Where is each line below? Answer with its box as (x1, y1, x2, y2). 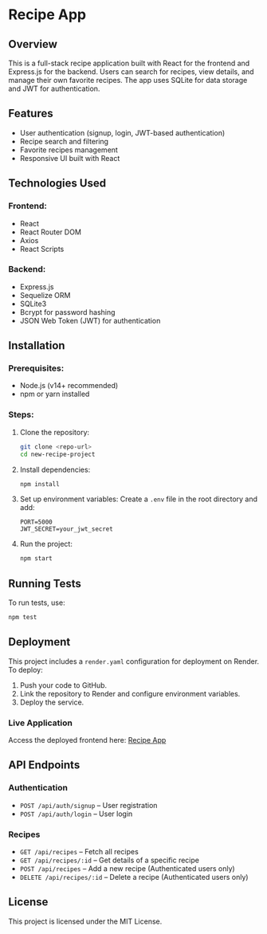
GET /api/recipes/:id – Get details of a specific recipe (19, 855, 199, 865)
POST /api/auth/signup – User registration (19, 800, 158, 810)
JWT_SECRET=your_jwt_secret (19, 525, 113, 533)
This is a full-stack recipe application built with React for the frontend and (8, 58, 250, 68)
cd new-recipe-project (19, 450, 96, 458)
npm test (8, 614, 37, 622)
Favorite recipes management (19, 145, 118, 155)
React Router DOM (19, 227, 82, 237)
